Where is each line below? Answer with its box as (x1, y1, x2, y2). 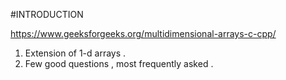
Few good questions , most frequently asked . (24, 58, 214, 69)
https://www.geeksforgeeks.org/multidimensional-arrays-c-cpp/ (10, 28, 277, 39)
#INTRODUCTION (10, 9, 84, 20)
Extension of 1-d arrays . (24, 47, 127, 59)
